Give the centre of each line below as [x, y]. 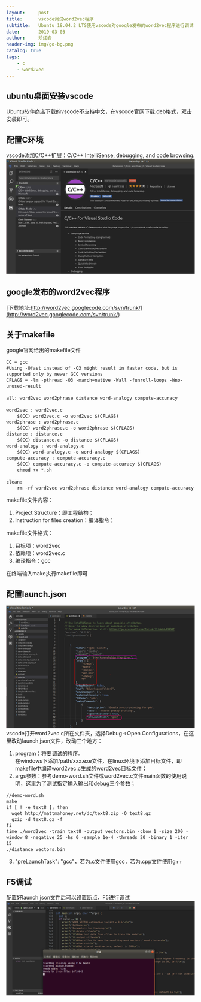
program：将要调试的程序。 [49, 753]
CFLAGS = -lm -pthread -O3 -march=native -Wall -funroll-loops [87, 381]
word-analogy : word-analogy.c [45, 446]
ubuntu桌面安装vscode [50, 96]
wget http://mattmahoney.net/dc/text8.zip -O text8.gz [81, 813]
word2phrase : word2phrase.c [42, 422]
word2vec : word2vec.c [34, 411]
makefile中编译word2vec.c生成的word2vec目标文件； [81, 768]
